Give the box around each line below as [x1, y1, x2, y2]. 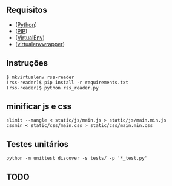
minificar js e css [6, 102, 71, 112]
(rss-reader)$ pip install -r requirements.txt [6, 79, 129, 86]
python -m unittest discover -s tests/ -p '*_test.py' [6, 155, 148, 162]
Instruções [6, 58, 48, 69]
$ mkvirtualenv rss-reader [6, 74, 74, 80]
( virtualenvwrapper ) [15, 40, 65, 47]
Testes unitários [6, 139, 69, 150]
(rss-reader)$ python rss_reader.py [6, 84, 99, 91]
